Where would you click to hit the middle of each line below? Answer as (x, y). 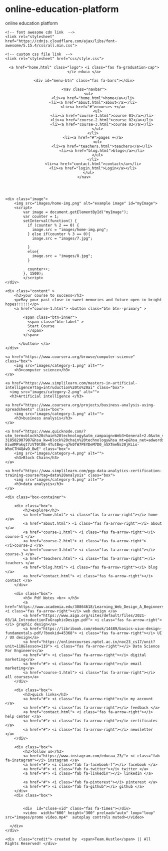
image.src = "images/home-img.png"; (70, 230)
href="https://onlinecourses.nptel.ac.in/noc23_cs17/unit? (92, 642)
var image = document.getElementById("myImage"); (76, 212)
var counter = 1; (41, 217)
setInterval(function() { (50, 221)
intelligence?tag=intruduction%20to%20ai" (50, 387)
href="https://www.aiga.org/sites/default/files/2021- (88, 615)
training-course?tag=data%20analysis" (45, 475)
